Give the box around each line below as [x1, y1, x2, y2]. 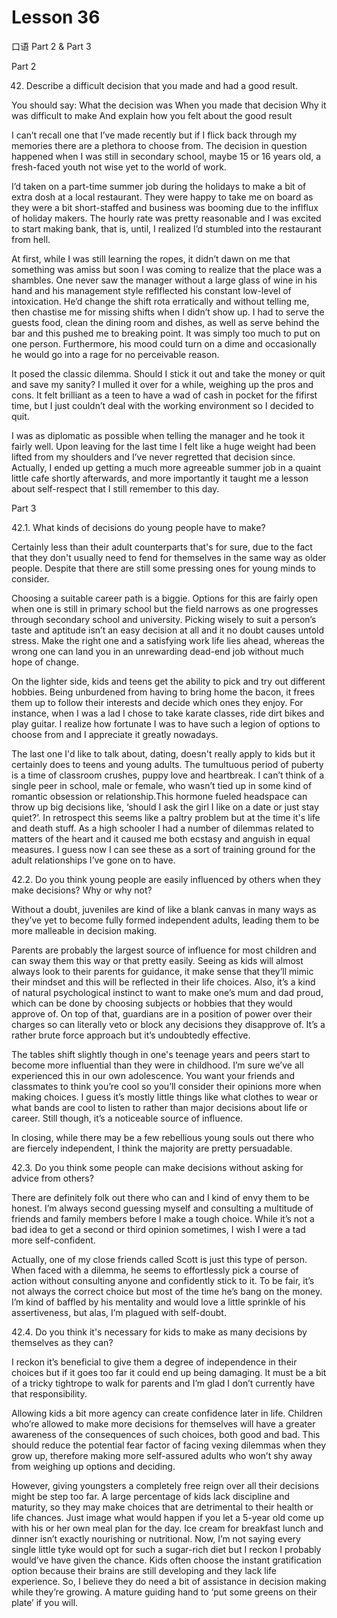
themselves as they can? [11, 1336, 114, 1348]
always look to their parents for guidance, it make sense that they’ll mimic [11, 965, 314, 977]
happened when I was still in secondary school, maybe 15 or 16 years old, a [11, 150, 322, 162]
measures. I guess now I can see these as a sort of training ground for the [11, 843, 316, 855]
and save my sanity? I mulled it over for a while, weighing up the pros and [11, 378, 314, 390]
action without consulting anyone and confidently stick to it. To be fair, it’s [11, 1274, 315, 1286]
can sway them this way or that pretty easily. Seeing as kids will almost [11, 954, 304, 966]
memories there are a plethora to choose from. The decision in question [11, 139, 308, 151]
